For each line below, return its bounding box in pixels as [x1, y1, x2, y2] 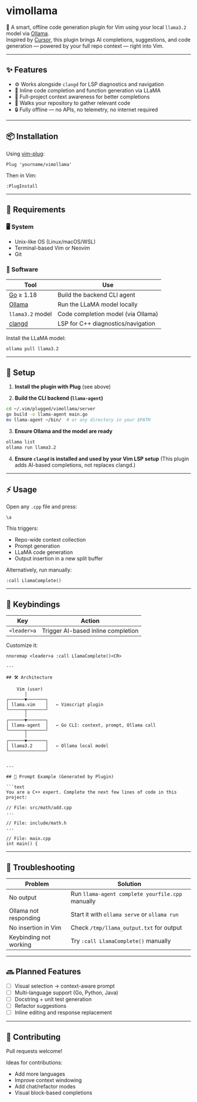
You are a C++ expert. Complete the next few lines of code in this [6, 789, 177, 795]
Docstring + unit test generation [14, 995, 92, 1003]
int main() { [6, 841, 38, 847]
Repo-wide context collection [14, 536, 86, 543]
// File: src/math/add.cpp [6, 805, 72, 811]
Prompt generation [14, 543, 60, 550]
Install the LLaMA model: [6, 334, 66, 341]
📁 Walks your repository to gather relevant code [14, 99, 131, 107]
